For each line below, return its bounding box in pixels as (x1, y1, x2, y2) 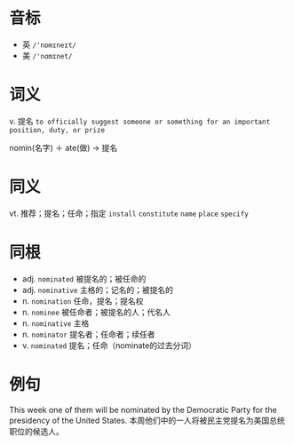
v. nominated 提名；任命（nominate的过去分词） (21, 339, 197, 351)
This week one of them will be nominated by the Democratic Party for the (9, 404, 277, 415)
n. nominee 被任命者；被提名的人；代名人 (21, 306, 171, 317)
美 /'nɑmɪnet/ (21, 50, 73, 60)
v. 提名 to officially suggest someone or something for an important (9, 115, 271, 126)
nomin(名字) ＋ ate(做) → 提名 (9, 142, 118, 153)
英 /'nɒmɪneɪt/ (21, 39, 77, 50)
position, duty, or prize (9, 125, 105, 134)
